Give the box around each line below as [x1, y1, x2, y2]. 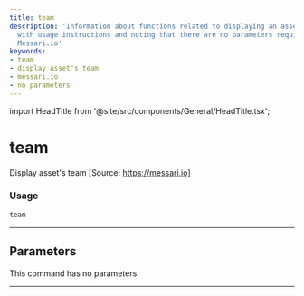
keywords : [9, 47, 47, 56]
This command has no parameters [9, 268, 138, 279]
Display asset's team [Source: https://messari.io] [9, 167, 192, 177]
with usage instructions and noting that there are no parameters [17, 30, 273, 39]
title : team [9, 13, 54, 23]
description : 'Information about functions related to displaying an [9, 22, 278, 31]
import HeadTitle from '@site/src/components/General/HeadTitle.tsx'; [9, 105, 271, 116]
